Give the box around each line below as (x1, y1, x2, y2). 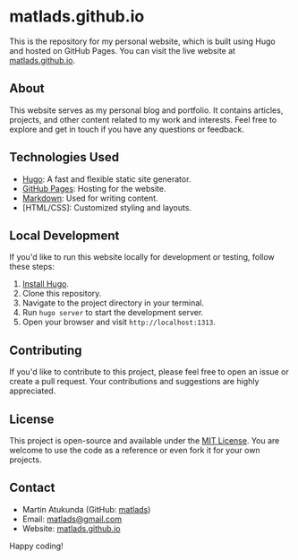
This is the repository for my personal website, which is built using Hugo (9, 36, 276, 47)
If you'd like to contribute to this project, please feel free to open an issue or (9, 366, 289, 377)
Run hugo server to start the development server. (21, 307, 204, 318)
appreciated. (9, 385, 56, 396)
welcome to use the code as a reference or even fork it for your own (9, 445, 261, 455)
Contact (9, 480, 55, 495)
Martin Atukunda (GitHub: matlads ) (21, 504, 151, 514)
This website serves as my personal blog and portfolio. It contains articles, (9, 105, 284, 116)
